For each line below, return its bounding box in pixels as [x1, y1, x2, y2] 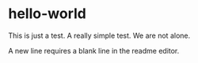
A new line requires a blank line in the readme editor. [8, 46, 180, 55]
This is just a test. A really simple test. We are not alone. [8, 31, 191, 40]
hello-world [8, 5, 87, 23]
